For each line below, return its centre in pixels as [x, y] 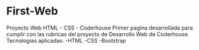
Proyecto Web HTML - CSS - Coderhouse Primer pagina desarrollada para [100, 28]
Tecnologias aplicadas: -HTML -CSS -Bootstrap [66, 40]
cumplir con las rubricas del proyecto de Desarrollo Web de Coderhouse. [98, 34]
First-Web [32, 11]
